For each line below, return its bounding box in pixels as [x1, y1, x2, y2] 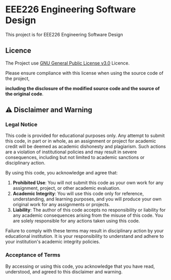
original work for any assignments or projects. [12, 202, 110, 208]
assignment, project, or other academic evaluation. [12, 185, 121, 191]
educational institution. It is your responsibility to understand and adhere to [5, 233, 164, 239]
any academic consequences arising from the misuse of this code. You [12, 212, 163, 218]
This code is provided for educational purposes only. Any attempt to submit [5, 132, 165, 139]
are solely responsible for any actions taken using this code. [12, 218, 140, 224]
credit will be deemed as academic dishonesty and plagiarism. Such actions [5, 144, 166, 150]
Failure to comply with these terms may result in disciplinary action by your [5, 228, 164, 234]
